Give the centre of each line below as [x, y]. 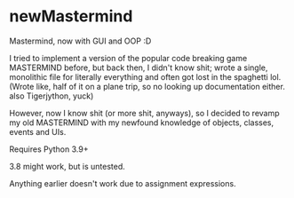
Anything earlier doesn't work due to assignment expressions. [123, 183]
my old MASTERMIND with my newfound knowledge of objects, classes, [142, 123]
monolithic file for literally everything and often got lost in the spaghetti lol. [145, 76]
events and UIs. [38, 131]
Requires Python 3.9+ [49, 149]
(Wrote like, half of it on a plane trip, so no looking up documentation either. [147, 86]
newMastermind [71, 16]
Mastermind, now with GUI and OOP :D [80, 41]
